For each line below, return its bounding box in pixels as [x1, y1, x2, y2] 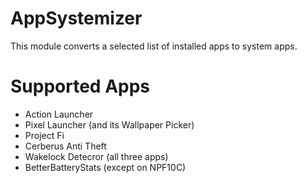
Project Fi [24, 129, 65, 141]
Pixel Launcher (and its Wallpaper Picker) [24, 118, 195, 131]
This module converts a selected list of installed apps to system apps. [10, 40, 298, 52]
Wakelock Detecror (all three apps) [24, 150, 169, 162]
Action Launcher [24, 108, 94, 120]
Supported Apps [10, 75, 151, 98]
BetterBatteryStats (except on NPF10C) [24, 161, 187, 173]
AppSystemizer [10, 7, 143, 30]
